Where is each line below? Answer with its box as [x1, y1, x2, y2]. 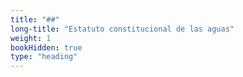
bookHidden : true [10, 42, 83, 53]
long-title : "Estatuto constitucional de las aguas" [10, 24, 235, 34]
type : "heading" [10, 52, 78, 62]
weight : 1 [10, 33, 52, 43]
